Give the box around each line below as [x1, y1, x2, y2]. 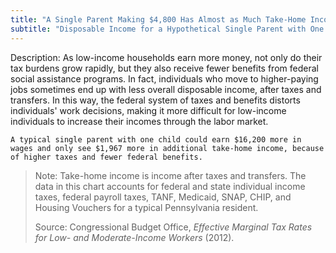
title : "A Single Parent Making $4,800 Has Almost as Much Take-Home [10, 14, 307, 25]
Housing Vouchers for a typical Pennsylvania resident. [34, 201, 259, 213]
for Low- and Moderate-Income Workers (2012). [34, 231, 235, 243]
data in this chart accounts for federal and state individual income [34, 180, 306, 192]
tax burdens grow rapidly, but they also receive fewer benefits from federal [10, 62, 319, 74]
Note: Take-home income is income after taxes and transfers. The [34, 169, 307, 181]
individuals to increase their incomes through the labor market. [10, 115, 269, 127]
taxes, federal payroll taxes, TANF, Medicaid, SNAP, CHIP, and [34, 191, 292, 203]
